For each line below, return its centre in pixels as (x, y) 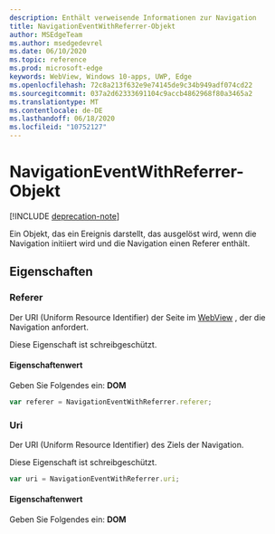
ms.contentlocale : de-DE (56, 110)
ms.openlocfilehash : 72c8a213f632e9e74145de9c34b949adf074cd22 (131, 85)
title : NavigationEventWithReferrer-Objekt (93, 26)
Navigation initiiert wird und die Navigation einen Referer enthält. (130, 243)
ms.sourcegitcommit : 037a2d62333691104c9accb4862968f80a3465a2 (131, 93)
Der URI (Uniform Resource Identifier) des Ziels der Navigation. (127, 445)
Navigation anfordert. (49, 327)
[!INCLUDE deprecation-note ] (65, 216)
